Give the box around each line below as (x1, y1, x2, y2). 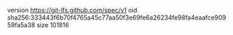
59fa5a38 (7, 21, 36, 29)
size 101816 (36, 21, 69, 29)
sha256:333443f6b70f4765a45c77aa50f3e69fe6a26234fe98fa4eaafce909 (7, 13, 226, 22)
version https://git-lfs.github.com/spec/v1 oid (7, 6, 138, 14)
